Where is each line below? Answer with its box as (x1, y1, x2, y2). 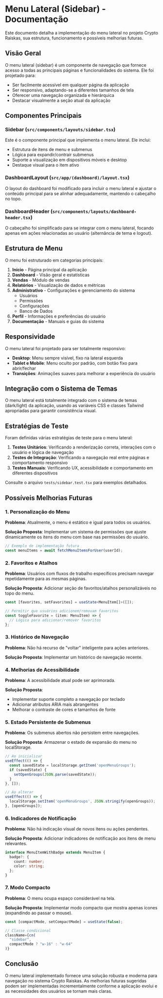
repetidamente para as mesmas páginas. (5, 576, 87, 582)
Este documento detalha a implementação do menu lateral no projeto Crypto (5, 30, 158, 36)
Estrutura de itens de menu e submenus (12, 147, 92, 152)
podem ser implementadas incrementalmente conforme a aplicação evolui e (5, 983, 158, 989)
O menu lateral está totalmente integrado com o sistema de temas (5, 397, 137, 403)
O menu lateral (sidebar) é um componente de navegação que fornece (5, 62, 147, 68)
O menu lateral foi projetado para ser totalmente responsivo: (5, 345, 126, 351)
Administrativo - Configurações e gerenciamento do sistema (12, 287, 135, 293)
